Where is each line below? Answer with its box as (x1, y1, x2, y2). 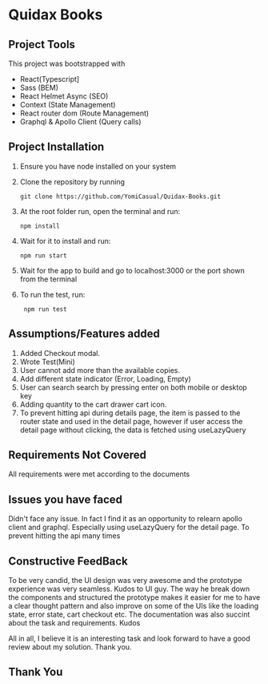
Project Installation (8, 140, 105, 154)
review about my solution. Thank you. (8, 642, 132, 652)
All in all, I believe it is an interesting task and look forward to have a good (8, 633, 250, 643)
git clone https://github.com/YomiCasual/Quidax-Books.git (19, 192, 222, 200)
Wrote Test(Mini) (19, 357, 76, 366)
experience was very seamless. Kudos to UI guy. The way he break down (8, 584, 250, 594)
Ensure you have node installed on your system (19, 161, 177, 171)
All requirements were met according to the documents (8, 469, 190, 479)
